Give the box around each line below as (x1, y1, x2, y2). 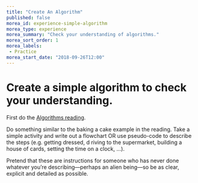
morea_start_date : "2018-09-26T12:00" (6, 54, 105, 60)
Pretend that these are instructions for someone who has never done (6, 157, 179, 164)
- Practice (9, 49, 37, 55)
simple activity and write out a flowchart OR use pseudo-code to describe (6, 132, 192, 139)
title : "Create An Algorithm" (6, 9, 83, 15)
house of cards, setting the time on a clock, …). (6, 145, 125, 152)
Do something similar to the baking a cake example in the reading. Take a (6, 126, 190, 133)
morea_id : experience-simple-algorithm (6, 20, 108, 26)
